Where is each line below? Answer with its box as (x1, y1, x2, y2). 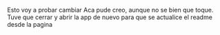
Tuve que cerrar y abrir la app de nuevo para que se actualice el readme (7, 13, 212, 21)
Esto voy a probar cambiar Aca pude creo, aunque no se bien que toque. (7, 6, 214, 14)
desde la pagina (7, 21, 53, 28)
